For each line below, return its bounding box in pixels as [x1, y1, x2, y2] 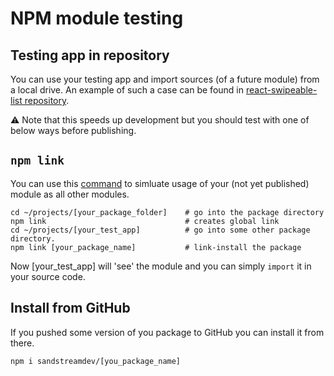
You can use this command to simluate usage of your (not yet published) [10, 177, 310, 189]
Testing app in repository [10, 47, 170, 64]
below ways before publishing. [10, 125, 137, 136]
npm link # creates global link [10, 216, 280, 226]
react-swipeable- [245, 84, 318, 96]
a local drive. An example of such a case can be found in [10, 84, 244, 96]
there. [10, 337, 35, 349]
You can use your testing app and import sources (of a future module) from [10, 73, 320, 85]
